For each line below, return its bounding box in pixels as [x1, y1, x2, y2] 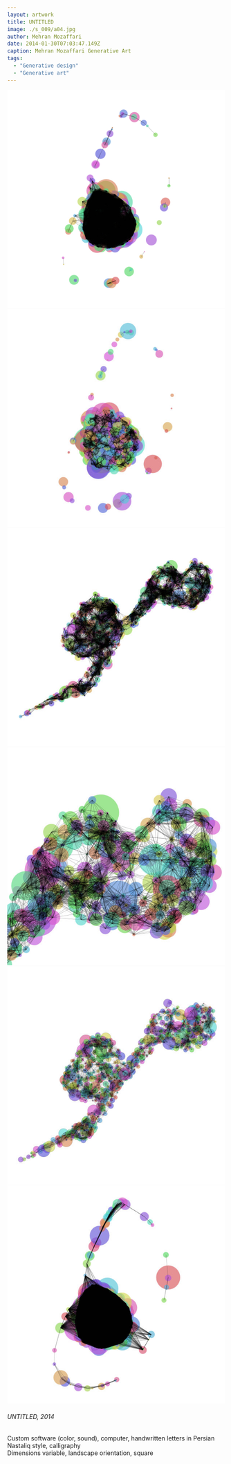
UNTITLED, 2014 [7, 1413, 55, 1421]
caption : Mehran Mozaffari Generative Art [7, 48, 131, 55]
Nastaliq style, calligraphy [7, 1441, 81, 1449]
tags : [7, 55, 23, 62]
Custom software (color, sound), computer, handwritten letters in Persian [7, 1434, 215, 1442]
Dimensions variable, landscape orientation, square [7, 1449, 154, 1457]
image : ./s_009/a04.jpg [7, 26, 76, 33]
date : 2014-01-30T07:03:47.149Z [7, 40, 100, 48]
